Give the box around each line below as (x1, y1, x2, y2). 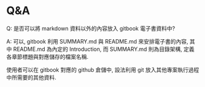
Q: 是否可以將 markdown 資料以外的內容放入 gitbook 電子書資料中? (6, 25, 176, 32)
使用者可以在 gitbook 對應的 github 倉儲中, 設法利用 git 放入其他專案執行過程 (6, 66, 199, 74)
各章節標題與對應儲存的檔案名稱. (6, 53, 89, 60)
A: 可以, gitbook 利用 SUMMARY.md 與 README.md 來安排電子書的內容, (6, 37, 188, 45)
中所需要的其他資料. (6, 74, 57, 81)
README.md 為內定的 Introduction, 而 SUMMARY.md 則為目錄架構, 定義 (13, 45, 195, 53)
